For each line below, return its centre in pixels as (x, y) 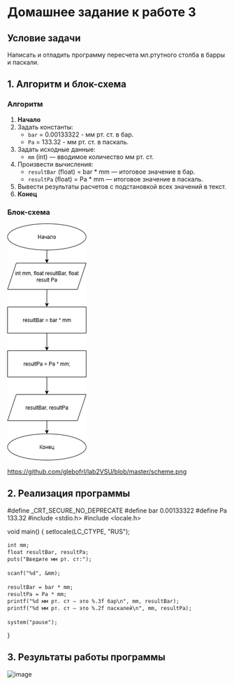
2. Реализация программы (69, 493)
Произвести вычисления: (55, 164)
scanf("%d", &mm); (34, 573)
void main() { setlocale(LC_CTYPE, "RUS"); (69, 531)
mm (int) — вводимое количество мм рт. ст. (91, 157)
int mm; (19, 545)
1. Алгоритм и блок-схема (67, 84)
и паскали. (23, 62)
